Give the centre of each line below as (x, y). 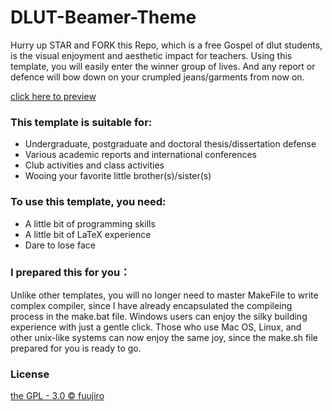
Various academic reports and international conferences (140, 155)
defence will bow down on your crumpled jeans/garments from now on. (157, 77)
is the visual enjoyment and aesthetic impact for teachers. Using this (151, 55)
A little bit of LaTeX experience (88, 234)
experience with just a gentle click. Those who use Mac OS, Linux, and (156, 327)
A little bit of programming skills (90, 223)
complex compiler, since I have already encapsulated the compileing (151, 305)
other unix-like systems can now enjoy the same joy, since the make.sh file (164, 337)
